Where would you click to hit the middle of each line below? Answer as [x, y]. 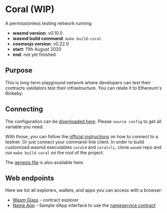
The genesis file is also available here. [45, 162]
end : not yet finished [34, 55]
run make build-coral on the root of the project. [55, 152]
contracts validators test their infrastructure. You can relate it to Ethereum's [83, 88]
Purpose [19, 70]
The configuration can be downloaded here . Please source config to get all [83, 121]
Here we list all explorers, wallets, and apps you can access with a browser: [84, 190]
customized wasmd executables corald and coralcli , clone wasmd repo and [83, 147]
